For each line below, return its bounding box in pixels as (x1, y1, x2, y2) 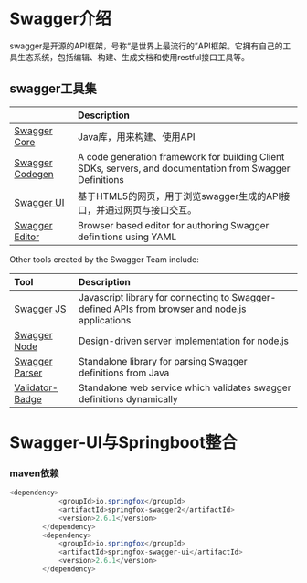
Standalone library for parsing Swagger (79, 355, 249, 367)
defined (79, 302, 112, 315)
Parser (14, 366, 43, 379)
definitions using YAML (77, 230, 177, 243)
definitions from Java (79, 366, 170, 379)
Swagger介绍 (9, 8, 111, 29)
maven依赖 (9, 467, 59, 480)
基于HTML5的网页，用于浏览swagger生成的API (77, 189, 281, 202)
